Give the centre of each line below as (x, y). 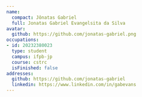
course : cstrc (29, 62)
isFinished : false (35, 68)
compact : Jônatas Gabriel (44, 17)
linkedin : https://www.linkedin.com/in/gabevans (74, 85)
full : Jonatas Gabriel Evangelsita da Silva (69, 23)
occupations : (23, 40)
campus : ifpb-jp (32, 57)
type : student (29, 51)
